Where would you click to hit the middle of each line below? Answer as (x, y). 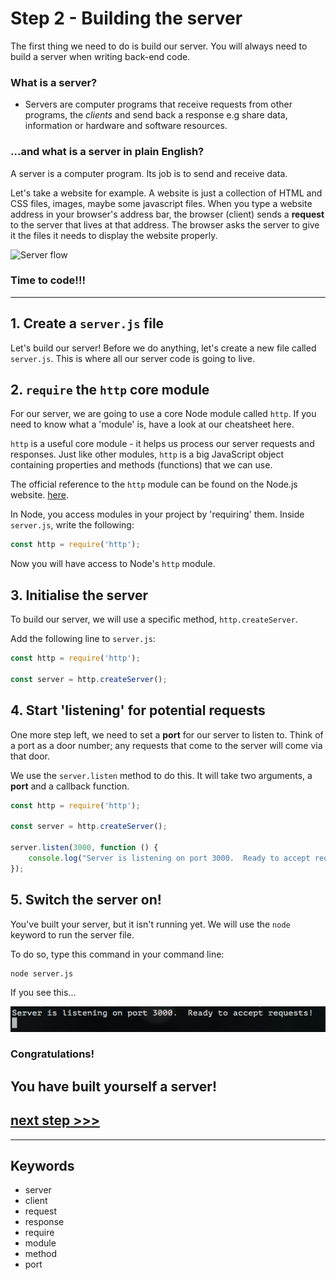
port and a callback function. (70, 786)
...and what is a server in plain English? (107, 152)
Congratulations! (52, 1054)
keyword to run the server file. (72, 934)
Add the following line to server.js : (83, 639)
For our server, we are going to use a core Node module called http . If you (163, 414)
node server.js (42, 973)
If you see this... (43, 992)
